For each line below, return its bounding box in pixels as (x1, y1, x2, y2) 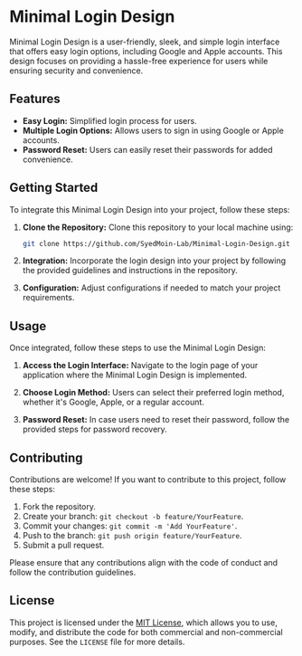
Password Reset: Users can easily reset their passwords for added (22, 144, 273, 155)
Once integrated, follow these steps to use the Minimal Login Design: (9, 342, 267, 354)
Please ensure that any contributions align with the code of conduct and (9, 557, 278, 568)
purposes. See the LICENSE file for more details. (9, 636, 185, 647)
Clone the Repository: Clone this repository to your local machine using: (22, 222, 294, 233)
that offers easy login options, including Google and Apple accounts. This (9, 45, 283, 56)
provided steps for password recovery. (22, 423, 167, 435)
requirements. (22, 292, 75, 303)
